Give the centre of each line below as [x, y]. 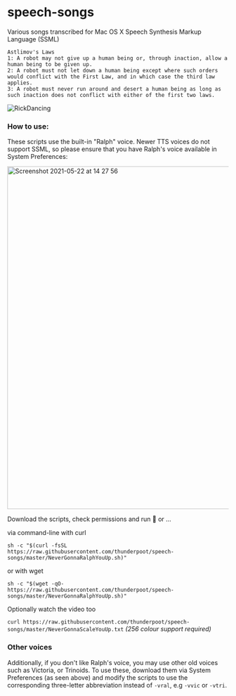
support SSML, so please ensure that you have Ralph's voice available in [112, 149]
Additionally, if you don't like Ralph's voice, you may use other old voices [113, 662]
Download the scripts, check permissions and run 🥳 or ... [90, 519]
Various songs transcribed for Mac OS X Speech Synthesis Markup [104, 32]
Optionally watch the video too [52, 610]
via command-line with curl [47, 533]
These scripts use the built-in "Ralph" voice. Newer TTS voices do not [109, 142]
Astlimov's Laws [31, 52]
